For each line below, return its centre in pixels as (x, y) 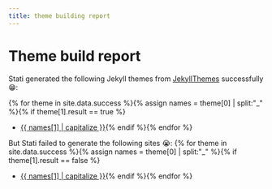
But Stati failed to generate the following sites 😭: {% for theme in (118, 143)
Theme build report (75, 56)
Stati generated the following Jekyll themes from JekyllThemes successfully (136, 79)
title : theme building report (60, 16)
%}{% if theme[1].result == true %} (67, 111)
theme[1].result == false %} (54, 160)
